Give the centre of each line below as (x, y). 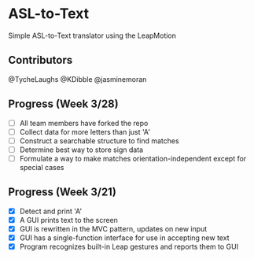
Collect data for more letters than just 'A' (85, 131)
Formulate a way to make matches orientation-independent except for (133, 158)
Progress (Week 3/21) (62, 192)
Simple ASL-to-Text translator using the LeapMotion (92, 35)
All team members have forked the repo (84, 123)
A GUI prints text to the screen (68, 220)
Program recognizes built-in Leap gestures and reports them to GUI (129, 246)
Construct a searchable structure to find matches (99, 141)
